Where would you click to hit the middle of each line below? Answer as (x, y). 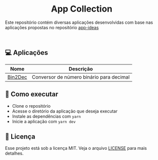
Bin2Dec (18, 77)
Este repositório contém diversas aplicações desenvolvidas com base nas (79, 22)
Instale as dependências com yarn (46, 116)
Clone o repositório (31, 106)
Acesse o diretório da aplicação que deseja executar (65, 111)
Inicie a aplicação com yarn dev (44, 121)
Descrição (81, 69)
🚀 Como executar (32, 94)
